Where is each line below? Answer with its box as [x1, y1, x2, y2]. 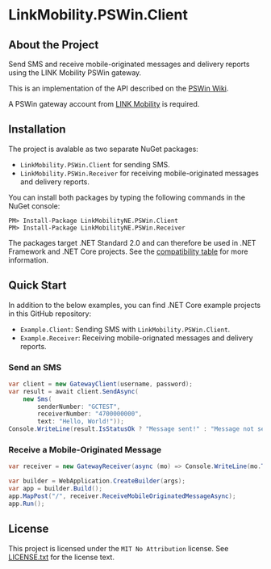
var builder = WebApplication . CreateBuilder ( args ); [8, 477, 186, 486]
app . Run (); [8, 499, 45, 508]
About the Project [8, 38, 99, 52]
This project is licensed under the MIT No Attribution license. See [8, 543, 229, 553]
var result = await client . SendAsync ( [8, 387, 139, 395]
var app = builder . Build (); [8, 485, 103, 493]
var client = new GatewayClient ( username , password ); [8, 380, 194, 388]
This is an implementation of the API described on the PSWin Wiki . [8, 83, 229, 93]
